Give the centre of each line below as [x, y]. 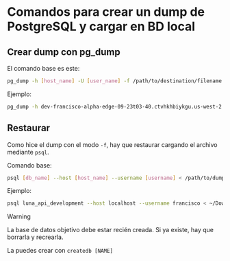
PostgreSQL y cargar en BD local [101, 26]
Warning [19, 216]
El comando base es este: [43, 68]
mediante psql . [28, 152]
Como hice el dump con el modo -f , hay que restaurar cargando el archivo [112, 144]
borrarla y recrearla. [35, 237]
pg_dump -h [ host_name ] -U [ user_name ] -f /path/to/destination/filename [115, 81]
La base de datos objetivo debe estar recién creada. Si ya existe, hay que [111, 230]
